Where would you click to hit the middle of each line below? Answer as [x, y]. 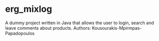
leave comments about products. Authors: [48, 28]
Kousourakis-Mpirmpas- [117, 28]
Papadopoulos [20, 33]
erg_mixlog [29, 9]
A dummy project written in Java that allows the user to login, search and [80, 23]
